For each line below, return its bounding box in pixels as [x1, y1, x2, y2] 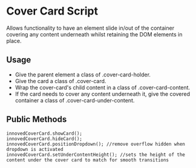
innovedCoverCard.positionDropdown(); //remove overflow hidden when [6, 141, 186, 147]
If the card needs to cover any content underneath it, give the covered [15, 90, 191, 98]
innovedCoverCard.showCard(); [6, 130, 83, 136]
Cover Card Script [6, 4, 99, 18]
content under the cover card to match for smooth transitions [6, 156, 169, 163]
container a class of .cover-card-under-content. [15, 96, 135, 104]
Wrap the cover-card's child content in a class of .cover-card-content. [15, 84, 191, 91]
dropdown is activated [6, 146, 64, 152]
